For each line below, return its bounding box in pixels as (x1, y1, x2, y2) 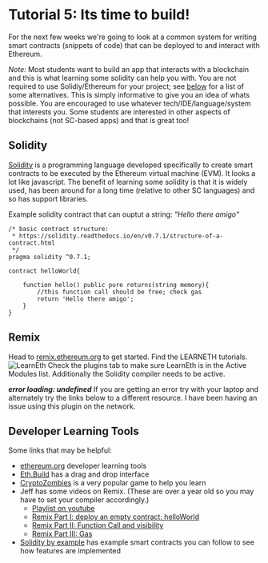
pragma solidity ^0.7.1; (8, 253, 91, 261)
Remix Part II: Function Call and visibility (31, 521, 164, 530)
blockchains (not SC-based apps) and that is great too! (8, 115, 190, 125)
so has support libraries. (8, 194, 89, 203)
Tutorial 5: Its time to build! (8, 6, 190, 24)
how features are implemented (19, 546, 122, 556)
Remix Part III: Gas (31, 529, 93, 539)
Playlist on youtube (31, 504, 95, 513)
